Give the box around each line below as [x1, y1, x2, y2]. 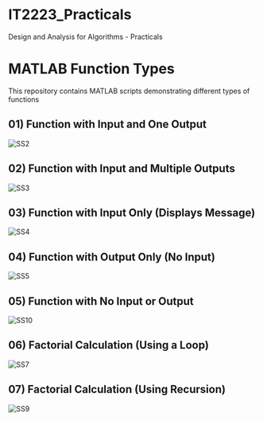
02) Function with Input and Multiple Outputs [8, 162, 236, 176]
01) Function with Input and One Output [8, 118, 207, 131]
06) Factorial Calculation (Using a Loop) [8, 338, 209, 352]
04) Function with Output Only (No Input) [8, 250, 216, 263]
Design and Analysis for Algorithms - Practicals [8, 32, 163, 41]
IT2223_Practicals [8, 6, 132, 24]
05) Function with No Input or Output [8, 294, 195, 308]
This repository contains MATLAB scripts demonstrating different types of [8, 86, 250, 96]
